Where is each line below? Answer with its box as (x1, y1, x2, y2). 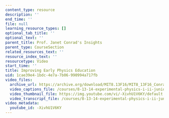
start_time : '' (5, 63, 37, 68)
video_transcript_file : (10, 96, 59, 101)
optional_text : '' (5, 36, 44, 41)
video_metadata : (5, 101, 39, 106)
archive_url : (10, 82, 37, 87)
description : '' (5, 12, 39, 17)
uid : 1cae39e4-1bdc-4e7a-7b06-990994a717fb (5, 73, 98, 78)
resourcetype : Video (5, 59, 49, 64)
